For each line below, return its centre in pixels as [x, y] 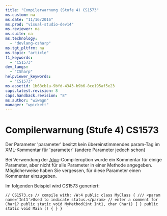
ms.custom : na [20, 15]
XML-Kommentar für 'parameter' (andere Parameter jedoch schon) [75, 150]
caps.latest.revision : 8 [32, 91]
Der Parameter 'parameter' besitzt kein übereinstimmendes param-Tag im [83, 145]
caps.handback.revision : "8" [36, 95]
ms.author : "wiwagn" [27, 100]
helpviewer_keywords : [28, 77]
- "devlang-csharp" [31, 43]
